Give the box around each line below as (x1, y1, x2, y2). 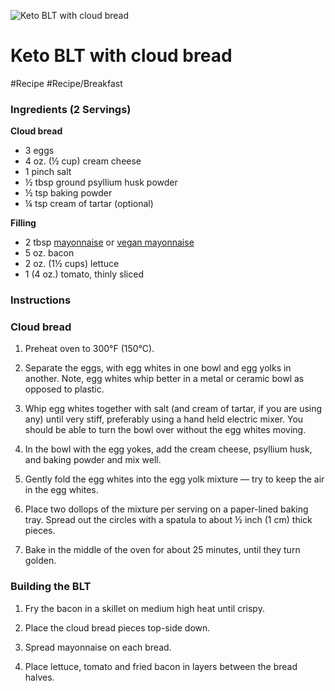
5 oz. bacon (24, 247, 75, 259)
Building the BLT (10, 580, 92, 594)
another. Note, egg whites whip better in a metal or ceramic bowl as (24, 373, 305, 385)
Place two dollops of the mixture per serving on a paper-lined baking (24, 503, 309, 515)
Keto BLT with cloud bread (10, 45, 233, 67)
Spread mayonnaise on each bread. (24, 641, 172, 653)
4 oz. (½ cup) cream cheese (24, 155, 142, 167)
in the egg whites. (24, 484, 99, 496)
